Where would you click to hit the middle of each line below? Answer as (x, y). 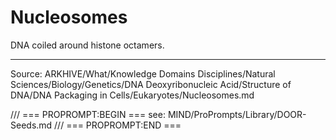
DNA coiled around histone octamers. (87, 45)
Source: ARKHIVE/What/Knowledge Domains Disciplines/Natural (143, 73)
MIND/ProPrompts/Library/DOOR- (237, 114)
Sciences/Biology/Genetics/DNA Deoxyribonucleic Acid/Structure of (151, 84)
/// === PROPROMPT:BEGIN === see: (88, 114)
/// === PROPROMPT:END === (118, 125)
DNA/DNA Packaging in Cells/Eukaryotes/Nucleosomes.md (132, 95)
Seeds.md (31, 125)
